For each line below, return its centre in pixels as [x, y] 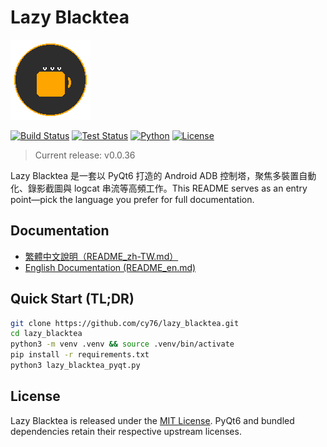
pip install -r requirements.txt [80, 355]
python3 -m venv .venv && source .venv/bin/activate [122, 344]
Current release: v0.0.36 [85, 155]
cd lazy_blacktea [46, 334]
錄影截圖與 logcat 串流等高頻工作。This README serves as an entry [167, 188]
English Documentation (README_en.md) [110, 267]
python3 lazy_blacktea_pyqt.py [75, 366]
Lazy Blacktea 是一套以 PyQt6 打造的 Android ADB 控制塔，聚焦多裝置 [155, 175]
